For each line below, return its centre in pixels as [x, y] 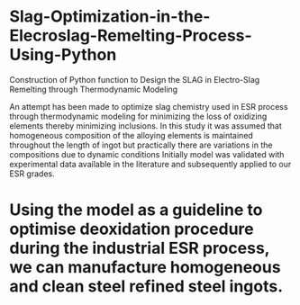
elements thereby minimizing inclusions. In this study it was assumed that [145, 126]
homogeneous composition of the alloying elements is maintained [132, 135]
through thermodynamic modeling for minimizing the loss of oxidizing [138, 116]
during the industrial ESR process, [140, 248]
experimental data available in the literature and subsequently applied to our [150, 164]
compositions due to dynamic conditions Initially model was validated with [147, 154]
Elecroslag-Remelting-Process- [131, 36]
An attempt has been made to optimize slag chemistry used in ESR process [149, 106]
